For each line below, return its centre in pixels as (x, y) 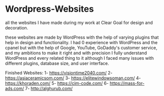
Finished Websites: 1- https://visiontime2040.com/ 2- (59, 72)
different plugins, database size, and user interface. (57, 63)
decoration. (17, 27)
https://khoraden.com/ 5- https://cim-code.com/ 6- (57, 83)
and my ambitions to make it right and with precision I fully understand (76, 53)
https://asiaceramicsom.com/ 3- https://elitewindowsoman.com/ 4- (73, 78)
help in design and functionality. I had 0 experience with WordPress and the (81, 42)
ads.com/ (15, 88)
